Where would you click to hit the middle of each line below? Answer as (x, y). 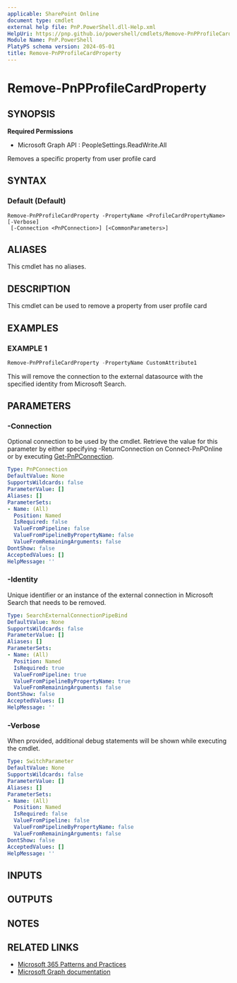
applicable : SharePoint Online (53, 14)
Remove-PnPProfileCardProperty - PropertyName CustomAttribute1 (102, 363)
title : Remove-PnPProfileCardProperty (64, 54)
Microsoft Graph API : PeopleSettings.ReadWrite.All (92, 145)
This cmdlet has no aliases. (47, 266)
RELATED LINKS (43, 947)
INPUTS (25, 875)
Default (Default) (37, 201)
